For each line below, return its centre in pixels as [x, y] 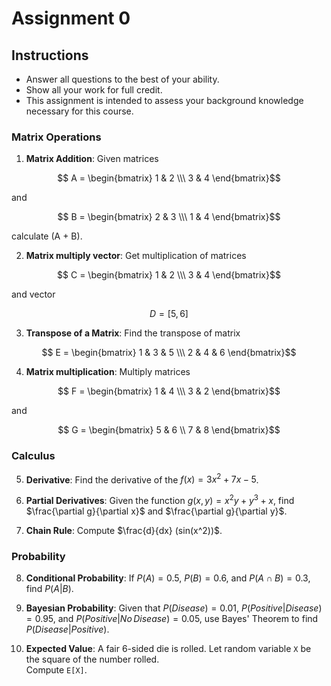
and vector [33, 294]
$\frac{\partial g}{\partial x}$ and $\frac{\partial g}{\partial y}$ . [156, 511]
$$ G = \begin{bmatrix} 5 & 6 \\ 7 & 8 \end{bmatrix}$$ [169, 430]
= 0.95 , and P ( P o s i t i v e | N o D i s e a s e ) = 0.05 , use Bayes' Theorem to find [172, 619]
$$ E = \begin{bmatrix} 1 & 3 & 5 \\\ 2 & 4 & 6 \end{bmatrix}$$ [169, 353]
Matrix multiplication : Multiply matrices [108, 372]
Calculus [33, 456]
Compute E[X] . [56, 670]
